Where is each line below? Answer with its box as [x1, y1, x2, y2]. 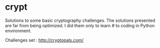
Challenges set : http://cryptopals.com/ [5, 37, 84, 43]
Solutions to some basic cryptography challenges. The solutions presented [5, 17, 156, 23]
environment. [5, 28, 32, 33]
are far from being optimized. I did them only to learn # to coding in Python [5, 22, 155, 28]
